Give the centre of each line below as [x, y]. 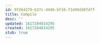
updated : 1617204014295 [30, 23]
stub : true [16, 33]
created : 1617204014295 [30, 28]
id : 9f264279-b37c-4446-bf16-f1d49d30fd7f [50, 10]
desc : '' [14, 19]
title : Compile [21, 14]
